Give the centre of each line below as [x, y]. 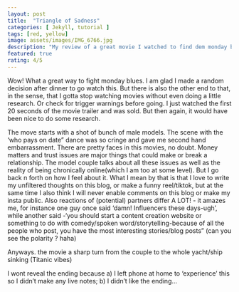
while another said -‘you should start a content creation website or [105, 215]
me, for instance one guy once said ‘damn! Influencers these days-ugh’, [112, 208]
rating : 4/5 [25, 61]
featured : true [30, 54]
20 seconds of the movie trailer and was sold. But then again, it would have [118, 110]
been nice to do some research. [54, 118]
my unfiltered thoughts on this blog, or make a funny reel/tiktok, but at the [116, 185]
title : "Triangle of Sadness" [54, 21]
